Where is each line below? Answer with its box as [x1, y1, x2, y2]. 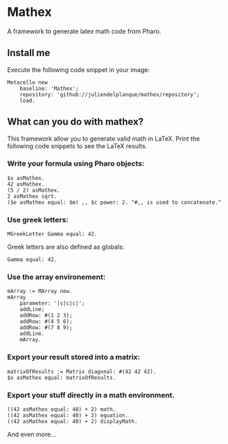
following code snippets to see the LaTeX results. [7, 141, 148, 150]
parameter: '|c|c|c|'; [19, 300, 85, 307]
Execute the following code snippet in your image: [7, 65, 150, 73]
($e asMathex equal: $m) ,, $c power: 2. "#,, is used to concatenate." [7, 199, 222, 206]
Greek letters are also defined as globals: [7, 243, 125, 251]
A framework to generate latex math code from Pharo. [7, 27, 161, 35]
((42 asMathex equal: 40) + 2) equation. [7, 412, 129, 419]
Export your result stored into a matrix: [7, 353, 141, 362]
